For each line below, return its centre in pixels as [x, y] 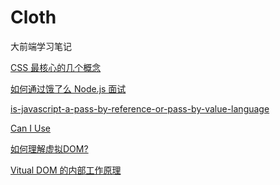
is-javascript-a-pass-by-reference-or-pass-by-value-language [140, 108]
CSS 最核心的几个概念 [56, 67]
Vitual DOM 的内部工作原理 [66, 170]
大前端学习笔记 [41, 46]
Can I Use [30, 128]
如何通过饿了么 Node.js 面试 [68, 88]
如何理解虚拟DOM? [49, 148]
